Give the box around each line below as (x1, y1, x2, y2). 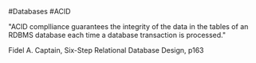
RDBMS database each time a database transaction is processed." (8, 31, 226, 39)
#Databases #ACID (8, 7, 71, 16)
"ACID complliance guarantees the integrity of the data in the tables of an (8, 22, 249, 31)
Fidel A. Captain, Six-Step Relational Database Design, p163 (8, 46, 204, 54)
